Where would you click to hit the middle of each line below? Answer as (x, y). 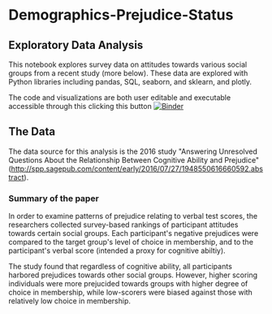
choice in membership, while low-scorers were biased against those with (131, 292)
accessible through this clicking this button (80, 106)
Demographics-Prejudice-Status (121, 15)
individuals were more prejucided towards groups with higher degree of (128, 284)
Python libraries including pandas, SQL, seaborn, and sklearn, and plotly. (130, 82)
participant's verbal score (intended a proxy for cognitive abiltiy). (117, 251)
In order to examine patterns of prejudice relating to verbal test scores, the (133, 216)
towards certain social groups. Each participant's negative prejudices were (134, 233)
